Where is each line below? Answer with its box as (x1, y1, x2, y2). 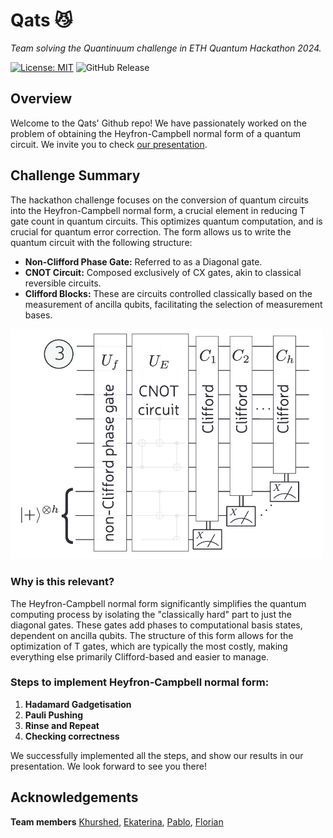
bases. (24, 309, 53, 321)
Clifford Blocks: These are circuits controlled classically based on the (24, 287, 313, 299)
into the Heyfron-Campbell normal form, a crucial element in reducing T (10, 204, 306, 216)
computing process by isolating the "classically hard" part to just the (10, 608, 292, 620)
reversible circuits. (24, 277, 102, 289)
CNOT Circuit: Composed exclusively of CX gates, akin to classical (24, 266, 302, 278)
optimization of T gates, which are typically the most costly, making (10, 640, 288, 652)
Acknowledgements (10, 789, 139, 806)
